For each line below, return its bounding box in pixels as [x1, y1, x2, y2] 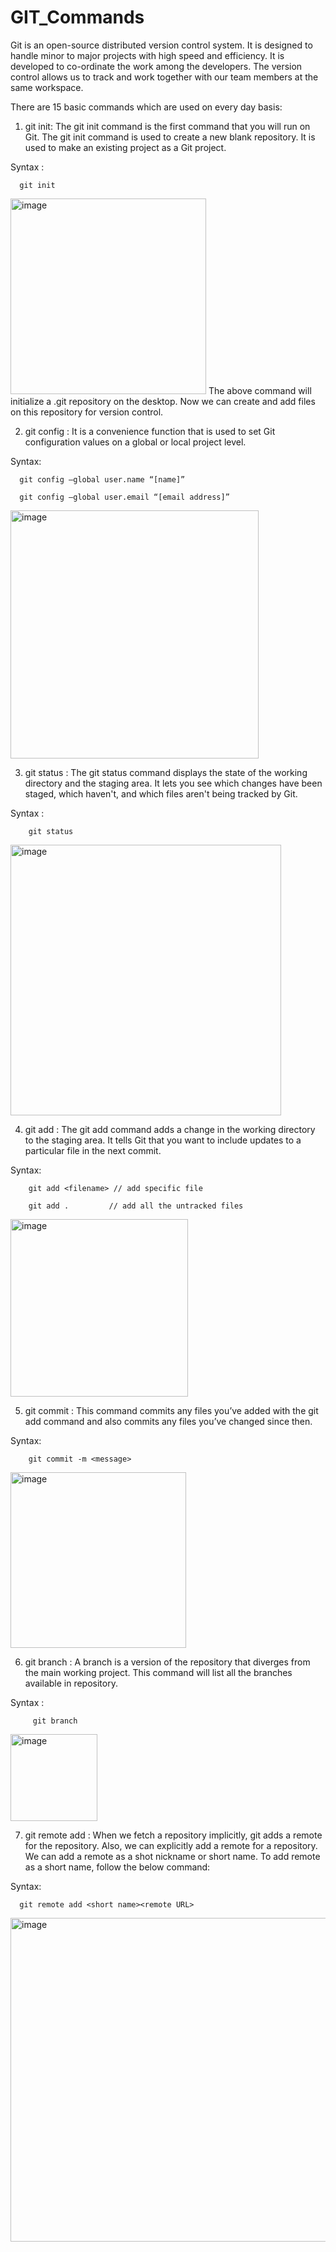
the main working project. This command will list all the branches [24, 1666, 293, 1678]
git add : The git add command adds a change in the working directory [24, 1123, 316, 1135]
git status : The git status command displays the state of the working [24, 766, 308, 778]
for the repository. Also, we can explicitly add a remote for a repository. [24, 1839, 318, 1851]
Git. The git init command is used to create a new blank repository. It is [24, 131, 316, 143]
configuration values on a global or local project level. [24, 436, 247, 448]
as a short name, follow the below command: [24, 1861, 211, 1873]
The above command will [208, 384, 312, 396]
